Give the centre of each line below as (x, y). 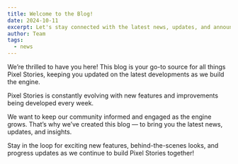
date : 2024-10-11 (33, 20)
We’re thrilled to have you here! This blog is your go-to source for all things (117, 67)
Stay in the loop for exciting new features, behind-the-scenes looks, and (113, 145)
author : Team (27, 34)
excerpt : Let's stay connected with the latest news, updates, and (109, 27)
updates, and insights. (40, 132)
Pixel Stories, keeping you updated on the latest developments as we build (116, 74)
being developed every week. (51, 103)
